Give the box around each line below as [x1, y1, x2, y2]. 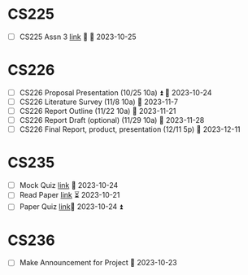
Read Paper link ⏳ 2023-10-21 [19, 190, 120, 200]
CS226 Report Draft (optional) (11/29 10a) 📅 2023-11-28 [19, 116, 205, 125]
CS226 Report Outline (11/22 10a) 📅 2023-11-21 [19, 107, 176, 116]
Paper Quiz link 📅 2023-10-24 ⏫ [19, 202, 124, 212]
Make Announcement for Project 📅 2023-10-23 [19, 258, 177, 268]
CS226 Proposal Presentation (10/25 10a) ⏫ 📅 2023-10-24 [19, 87, 212, 98]
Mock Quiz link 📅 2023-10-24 [19, 181, 119, 190]
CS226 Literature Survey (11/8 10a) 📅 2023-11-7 [19, 97, 178, 107]
